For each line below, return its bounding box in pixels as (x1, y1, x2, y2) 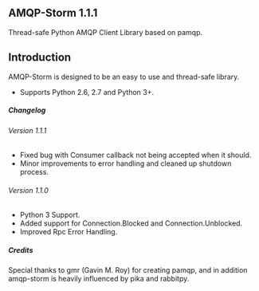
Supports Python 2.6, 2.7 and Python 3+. (19, 87, 155, 96)
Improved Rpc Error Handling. (19, 227, 118, 237)
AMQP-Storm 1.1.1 (8, 6, 98, 20)
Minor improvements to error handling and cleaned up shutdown (19, 159, 232, 168)
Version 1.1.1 (8, 125, 47, 135)
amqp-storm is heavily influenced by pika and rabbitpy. (8, 274, 190, 284)
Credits (8, 246, 33, 254)
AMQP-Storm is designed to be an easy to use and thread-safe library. (8, 72, 240, 81)
